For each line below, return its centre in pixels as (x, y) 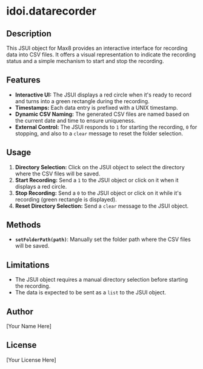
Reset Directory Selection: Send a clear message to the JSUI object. (102, 206)
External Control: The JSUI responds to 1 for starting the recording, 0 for (106, 127)
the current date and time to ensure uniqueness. (75, 120)
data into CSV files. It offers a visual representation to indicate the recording (101, 55)
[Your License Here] (31, 360)
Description (29, 34)
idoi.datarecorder (52, 11)
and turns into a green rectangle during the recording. (82, 101)
